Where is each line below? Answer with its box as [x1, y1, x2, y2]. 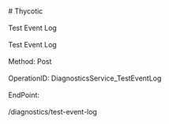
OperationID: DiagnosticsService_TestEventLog [8, 73, 162, 83]
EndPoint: [8, 90, 39, 100]
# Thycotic [8, 6, 43, 16]
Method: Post [8, 57, 52, 66]
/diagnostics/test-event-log [8, 107, 97, 116]
